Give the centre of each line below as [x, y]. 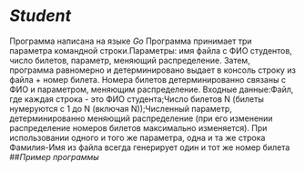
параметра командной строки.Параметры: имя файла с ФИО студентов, [151, 50]
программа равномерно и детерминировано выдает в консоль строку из [152, 70]
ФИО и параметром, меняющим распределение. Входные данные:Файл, [152, 89]
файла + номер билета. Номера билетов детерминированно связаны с [148, 79]
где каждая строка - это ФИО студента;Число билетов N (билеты [137, 99]
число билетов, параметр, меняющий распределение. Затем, [130, 60]
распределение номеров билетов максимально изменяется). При [138, 127]
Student [40, 16]
